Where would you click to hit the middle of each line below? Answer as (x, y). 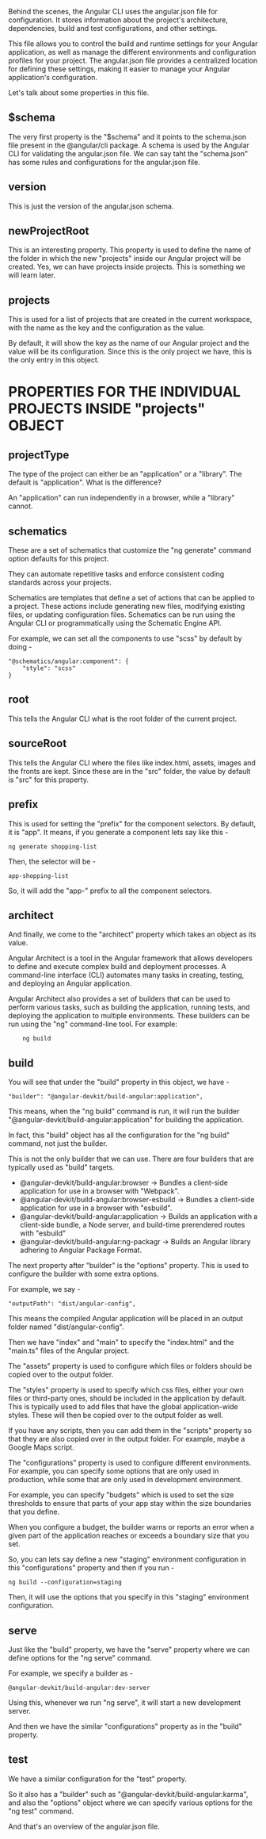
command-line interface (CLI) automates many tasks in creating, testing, (126, 975)
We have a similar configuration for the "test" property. (98, 1779)
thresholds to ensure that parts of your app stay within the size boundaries (130, 1504)
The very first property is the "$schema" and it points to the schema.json (127, 136)
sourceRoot (38, 743)
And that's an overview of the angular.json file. (84, 1826)
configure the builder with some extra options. (84, 1274)
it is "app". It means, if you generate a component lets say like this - (118, 832)
